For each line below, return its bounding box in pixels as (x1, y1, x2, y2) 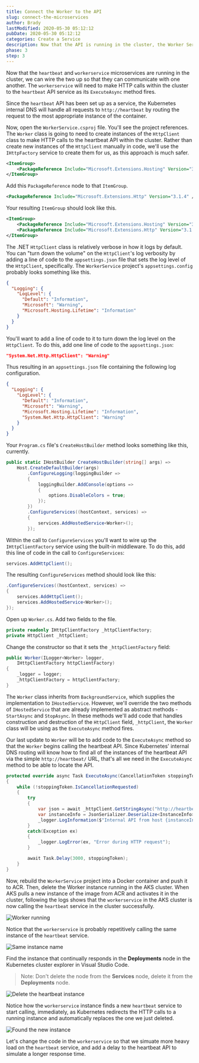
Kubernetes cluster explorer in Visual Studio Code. (6, 961, 129, 968)
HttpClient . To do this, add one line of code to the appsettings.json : (6, 341, 174, 348)
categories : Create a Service (6, 36, 81, 42)
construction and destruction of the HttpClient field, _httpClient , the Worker (6, 718, 193, 725)
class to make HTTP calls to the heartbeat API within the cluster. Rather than (6, 136, 192, 143)
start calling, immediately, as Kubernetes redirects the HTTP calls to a (6, 1008, 176, 1015)
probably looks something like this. (6, 268, 91, 276)
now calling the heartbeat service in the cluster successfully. (6, 902, 155, 909)
